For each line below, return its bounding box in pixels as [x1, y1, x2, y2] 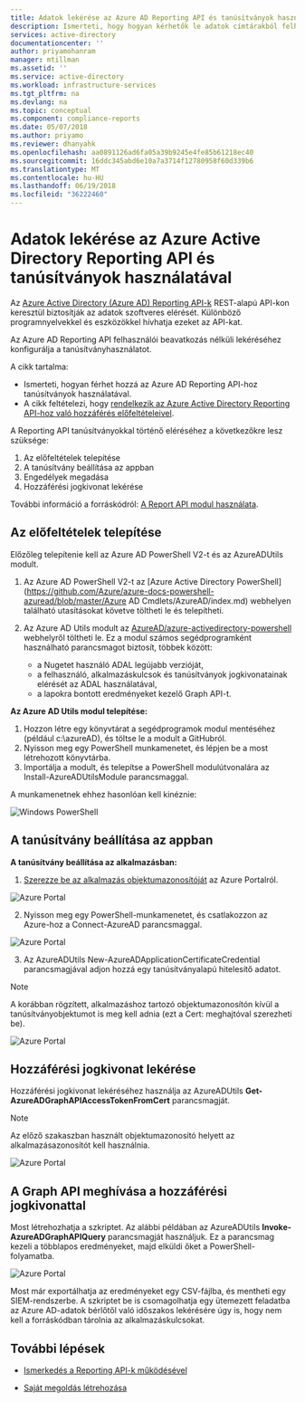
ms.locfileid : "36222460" [10, 190, 108, 199]
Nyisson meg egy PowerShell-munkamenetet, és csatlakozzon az [23, 909, 268, 920]
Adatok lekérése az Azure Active [10, 229, 262, 250]
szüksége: [10, 434, 49, 445]
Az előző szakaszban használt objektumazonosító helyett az [10, 1130, 235, 1141]
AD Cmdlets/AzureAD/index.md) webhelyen [128, 595, 291, 606]
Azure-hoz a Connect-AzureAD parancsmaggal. [23, 919, 203, 930]
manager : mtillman [10, 55, 80, 64]
